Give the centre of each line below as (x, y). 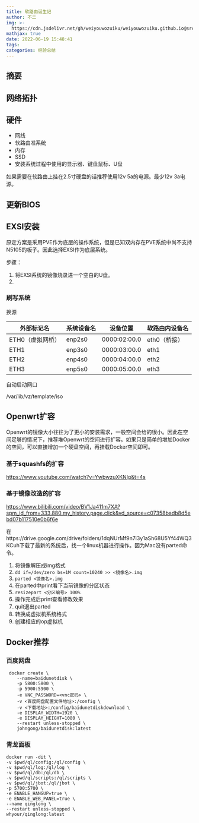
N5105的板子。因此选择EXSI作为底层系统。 (59, 250)
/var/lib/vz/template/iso (35, 396)
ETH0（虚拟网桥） (35, 339)
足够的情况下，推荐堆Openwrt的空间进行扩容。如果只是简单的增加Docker (101, 439)
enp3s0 (77, 349)
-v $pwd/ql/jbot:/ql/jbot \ (41, 783)
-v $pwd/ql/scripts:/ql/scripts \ (49, 778)
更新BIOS (23, 205)
